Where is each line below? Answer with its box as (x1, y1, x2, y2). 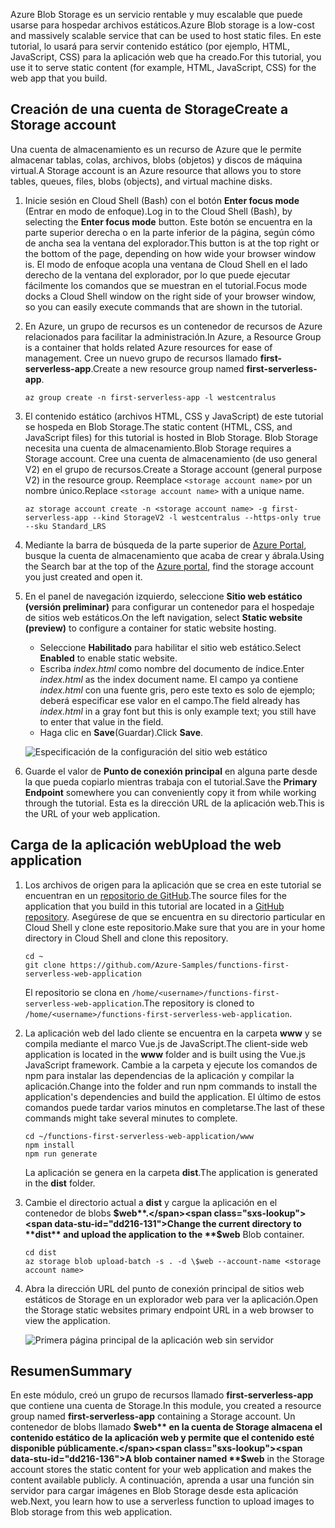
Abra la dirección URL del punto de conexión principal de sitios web (24, 1282, 305, 1294)
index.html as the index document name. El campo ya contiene (39, 673, 299, 685)
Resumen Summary (10, 1363, 133, 1380)
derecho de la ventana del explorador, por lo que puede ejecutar (24, 269, 291, 281)
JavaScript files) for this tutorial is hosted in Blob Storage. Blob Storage (24, 431, 318, 443)
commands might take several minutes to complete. (24, 1112, 238, 1124)
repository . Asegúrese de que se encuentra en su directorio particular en (24, 910, 326, 923)
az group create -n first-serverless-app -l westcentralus (24, 392, 277, 403)
